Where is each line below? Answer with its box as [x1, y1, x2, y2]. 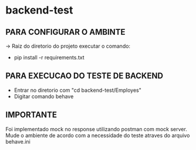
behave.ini [5, 138, 31, 145]
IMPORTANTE [5, 110, 57, 120]
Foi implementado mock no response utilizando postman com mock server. [5, 125, 187, 132]
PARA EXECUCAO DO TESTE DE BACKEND [5, 71, 164, 81]
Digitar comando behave [13, 92, 74, 100]
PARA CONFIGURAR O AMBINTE [5, 27, 126, 37]
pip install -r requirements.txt [13, 54, 85, 61]
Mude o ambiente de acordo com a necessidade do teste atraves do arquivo [5, 132, 190, 139]
